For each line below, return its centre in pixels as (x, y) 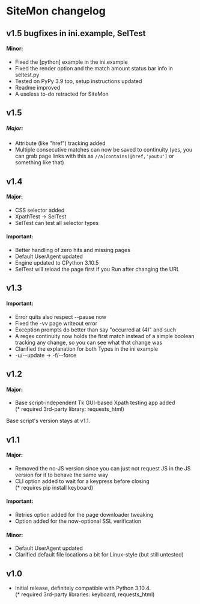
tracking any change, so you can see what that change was (89, 342)
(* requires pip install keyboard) (54, 487)
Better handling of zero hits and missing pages (73, 250)
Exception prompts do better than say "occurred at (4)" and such (95, 330)
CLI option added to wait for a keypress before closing (82, 481)
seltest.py (27, 75)
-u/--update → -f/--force (46, 355)
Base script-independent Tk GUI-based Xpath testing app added (95, 403)
